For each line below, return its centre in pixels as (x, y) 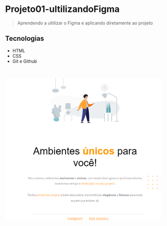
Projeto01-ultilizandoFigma (63, 9)
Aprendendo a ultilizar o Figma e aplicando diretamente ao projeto (85, 23)
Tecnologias (25, 39)
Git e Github (25, 61)
